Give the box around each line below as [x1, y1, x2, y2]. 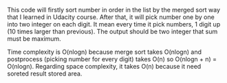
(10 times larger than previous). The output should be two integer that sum [7, 27, 218, 35]
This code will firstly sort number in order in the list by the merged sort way [7, 6, 221, 14]
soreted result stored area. [7, 69, 83, 78]
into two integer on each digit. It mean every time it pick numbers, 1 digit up [7, 20, 221, 28]
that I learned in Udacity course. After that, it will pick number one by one [7, 13, 215, 21]
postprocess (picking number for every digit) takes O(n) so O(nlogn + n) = [7, 55, 217, 63]
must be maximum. [7, 35, 62, 43]
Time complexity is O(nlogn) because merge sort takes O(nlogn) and [7, 48, 202, 56]
